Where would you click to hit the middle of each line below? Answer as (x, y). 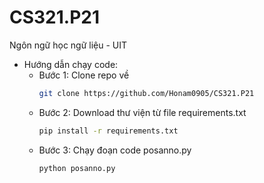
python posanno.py (77, 168)
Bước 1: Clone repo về (84, 75)
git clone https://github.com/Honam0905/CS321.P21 (146, 93)
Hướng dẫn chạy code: (71, 64)
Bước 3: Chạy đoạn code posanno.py (115, 150)
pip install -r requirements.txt (108, 131)
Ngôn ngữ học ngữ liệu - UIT (68, 45)
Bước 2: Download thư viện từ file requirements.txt (142, 112)
